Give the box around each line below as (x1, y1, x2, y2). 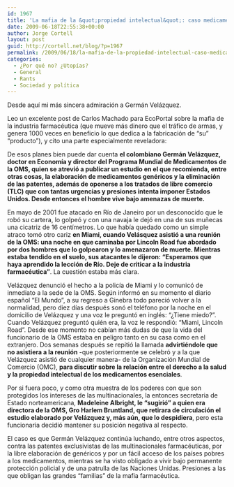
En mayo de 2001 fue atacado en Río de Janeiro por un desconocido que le (7, 208, 224, 217)
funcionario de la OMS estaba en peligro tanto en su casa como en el (7, 333, 205, 342)
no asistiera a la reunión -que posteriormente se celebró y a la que (7, 348, 201, 356)
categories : (7, 56, 42, 63)
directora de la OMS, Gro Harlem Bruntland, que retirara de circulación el (7, 406, 221, 414)
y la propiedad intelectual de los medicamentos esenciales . (7, 370, 182, 379)
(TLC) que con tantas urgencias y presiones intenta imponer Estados (7, 187, 210, 196)
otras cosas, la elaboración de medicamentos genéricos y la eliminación (7, 173, 221, 181)
